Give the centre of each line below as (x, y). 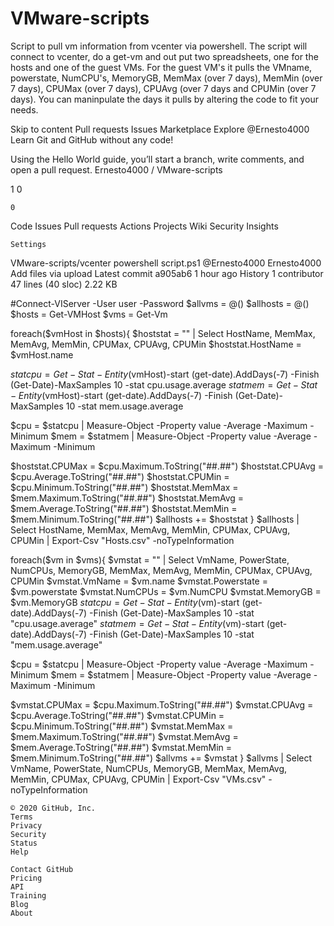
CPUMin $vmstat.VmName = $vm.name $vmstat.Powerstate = (139, 581)
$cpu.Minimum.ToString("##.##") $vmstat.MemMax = (122, 726)
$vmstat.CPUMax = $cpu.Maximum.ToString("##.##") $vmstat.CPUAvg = (162, 704)
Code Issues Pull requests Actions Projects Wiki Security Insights (144, 226)
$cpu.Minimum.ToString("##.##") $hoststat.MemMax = (124, 487)
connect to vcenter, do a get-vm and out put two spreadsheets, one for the (164, 56)
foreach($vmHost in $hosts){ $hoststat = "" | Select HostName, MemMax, (163, 333)
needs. (24, 109)
